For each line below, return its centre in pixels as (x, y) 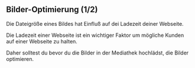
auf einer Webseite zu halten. (42, 41)
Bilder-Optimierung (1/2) (52, 10)
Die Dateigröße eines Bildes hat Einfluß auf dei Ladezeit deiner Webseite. (95, 23)
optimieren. (20, 59)
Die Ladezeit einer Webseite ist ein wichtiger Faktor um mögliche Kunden (95, 35)
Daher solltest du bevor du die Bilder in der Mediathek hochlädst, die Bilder (97, 53)
